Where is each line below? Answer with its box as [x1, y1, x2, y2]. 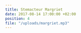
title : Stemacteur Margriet [5, 7, 63, 12]
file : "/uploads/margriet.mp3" [5, 20, 70, 26]
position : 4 [5, 16, 30, 21]
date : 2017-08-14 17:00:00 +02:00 [5, 12, 77, 16]
